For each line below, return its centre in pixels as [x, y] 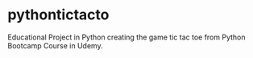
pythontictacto [58, 15]
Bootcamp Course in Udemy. [55, 45]
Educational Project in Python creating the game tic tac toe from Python [126, 37]
